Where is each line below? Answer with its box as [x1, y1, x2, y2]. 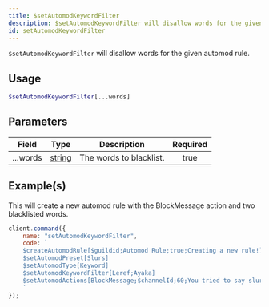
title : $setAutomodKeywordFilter [8, 11, 120, 20]
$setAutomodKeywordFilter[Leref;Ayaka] [22, 269, 156, 277]
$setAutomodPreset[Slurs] [22, 254, 110, 262]
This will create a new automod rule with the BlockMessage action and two [8, 201, 255, 210]
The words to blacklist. [79, 152, 165, 163]
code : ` [22, 239, 48, 248]
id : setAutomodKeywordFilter [8, 26, 106, 34]
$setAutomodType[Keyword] [22, 261, 110, 270]
